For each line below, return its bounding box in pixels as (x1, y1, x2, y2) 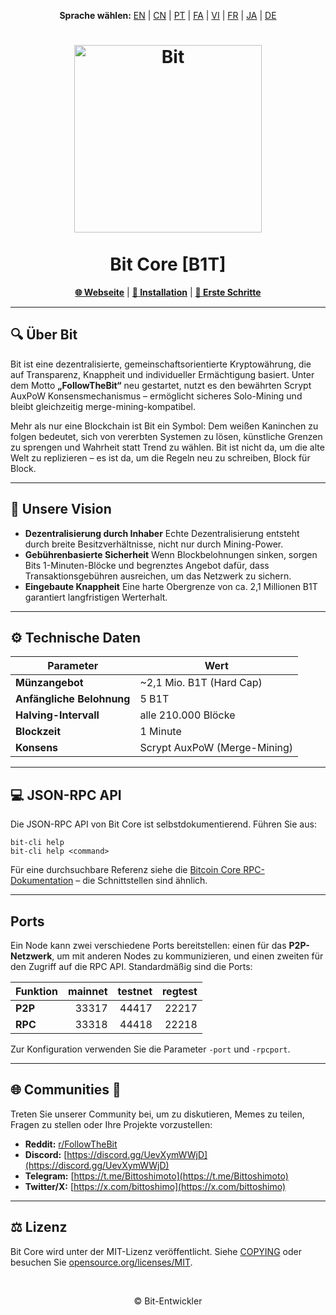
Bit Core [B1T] (109, 253, 227, 276)
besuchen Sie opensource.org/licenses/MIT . (10, 1256, 193, 1268)
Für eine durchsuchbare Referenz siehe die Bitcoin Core (10, 864, 242, 876)
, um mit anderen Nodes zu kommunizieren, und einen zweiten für (51, 950, 324, 962)
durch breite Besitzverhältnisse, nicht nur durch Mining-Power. (24, 538, 284, 550)
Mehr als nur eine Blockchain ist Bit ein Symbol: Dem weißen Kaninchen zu (10, 420, 319, 432)
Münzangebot (15, 676, 84, 690)
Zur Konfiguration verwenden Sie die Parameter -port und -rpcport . (10, 1043, 291, 1055)
